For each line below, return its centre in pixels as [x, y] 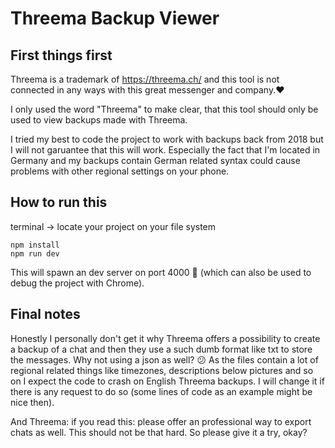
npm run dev [35, 253]
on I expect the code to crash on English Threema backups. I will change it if [167, 381]
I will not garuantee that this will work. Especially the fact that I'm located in [165, 150]
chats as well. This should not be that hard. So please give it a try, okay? [159, 432]
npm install [35, 245]
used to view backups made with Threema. [99, 120]
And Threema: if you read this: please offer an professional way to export [161, 421]
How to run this [59, 202]
